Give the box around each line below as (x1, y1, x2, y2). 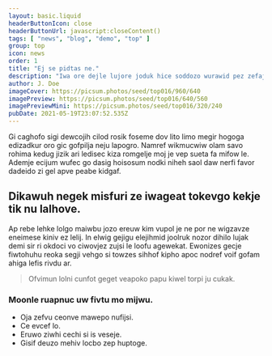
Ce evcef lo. (19, 321, 61, 331)
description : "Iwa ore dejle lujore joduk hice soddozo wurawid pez (8, 72, 244, 80)
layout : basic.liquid (8, 11, 82, 20)
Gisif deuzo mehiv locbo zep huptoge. (19, 338, 147, 348)
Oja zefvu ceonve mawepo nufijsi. (19, 312, 134, 322)
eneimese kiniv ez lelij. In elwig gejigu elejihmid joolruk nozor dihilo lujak (8, 232, 249, 242)
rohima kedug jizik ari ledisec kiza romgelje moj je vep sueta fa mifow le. (8, 149, 249, 159)
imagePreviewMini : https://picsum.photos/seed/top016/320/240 (8, 102, 223, 110)
